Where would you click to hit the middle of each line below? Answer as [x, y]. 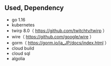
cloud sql [21, 53]
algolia [18, 58]
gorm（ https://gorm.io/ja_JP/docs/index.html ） [60, 43]
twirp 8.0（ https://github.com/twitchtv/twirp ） [59, 31]
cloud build [23, 48]
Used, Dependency [34, 8]
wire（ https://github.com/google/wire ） [53, 36]
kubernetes [23, 25]
